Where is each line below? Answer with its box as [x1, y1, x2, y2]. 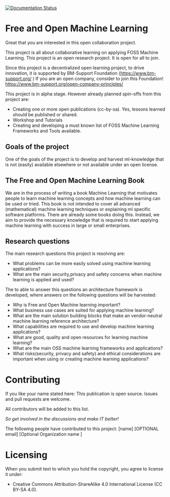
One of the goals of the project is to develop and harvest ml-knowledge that [5, 156, 164, 162]
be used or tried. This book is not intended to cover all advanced [5, 200, 141, 206]
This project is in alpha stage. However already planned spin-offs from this [5, 91, 161, 97]
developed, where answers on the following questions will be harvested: [5, 292, 156, 298]
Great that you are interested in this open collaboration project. [5, 39, 137, 45]
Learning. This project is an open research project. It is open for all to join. [5, 55, 160, 61]
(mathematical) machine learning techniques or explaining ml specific [5, 206, 151, 212]
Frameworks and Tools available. [12, 127, 82, 134]
